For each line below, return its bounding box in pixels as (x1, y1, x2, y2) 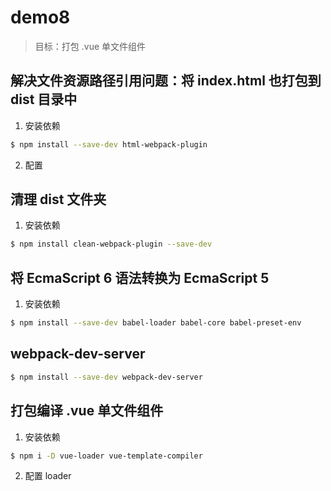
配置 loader (24, 470, 72, 482)
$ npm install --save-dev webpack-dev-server (10, 372, 203, 382)
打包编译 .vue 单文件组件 (10, 402, 164, 420)
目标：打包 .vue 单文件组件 (34, 40, 147, 52)
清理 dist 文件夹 (10, 191, 107, 208)
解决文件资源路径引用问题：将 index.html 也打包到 (10, 72, 322, 90)
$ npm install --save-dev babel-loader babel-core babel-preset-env (10, 318, 302, 328)
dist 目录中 (10, 91, 78, 108)
